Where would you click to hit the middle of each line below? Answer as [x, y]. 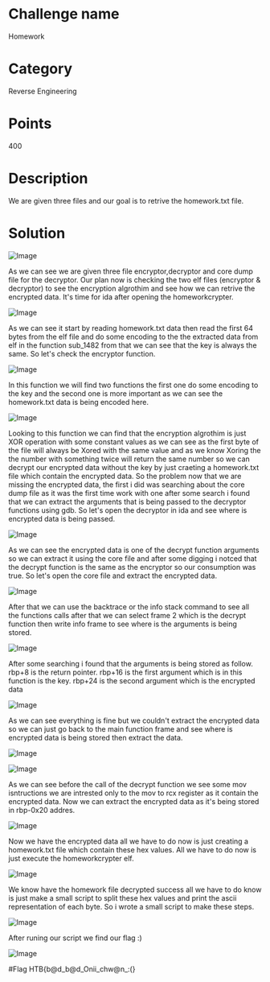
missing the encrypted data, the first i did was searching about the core [127, 485]
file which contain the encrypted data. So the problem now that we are [125, 476]
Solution [37, 233]
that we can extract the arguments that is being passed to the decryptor [127, 501]
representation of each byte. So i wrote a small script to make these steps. [131, 906]
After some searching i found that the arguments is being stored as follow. [131, 663]
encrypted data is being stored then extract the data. [96, 737]
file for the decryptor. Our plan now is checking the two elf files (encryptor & [135, 279]
